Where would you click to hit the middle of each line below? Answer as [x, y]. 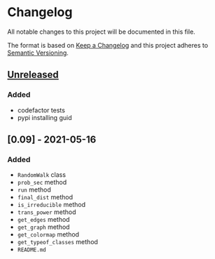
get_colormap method [48, 234]
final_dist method [45, 197]
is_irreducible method [51, 205]
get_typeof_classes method [57, 242]
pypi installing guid [44, 117]
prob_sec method [42, 182]
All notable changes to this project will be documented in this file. [102, 32]
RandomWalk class [42, 175]
